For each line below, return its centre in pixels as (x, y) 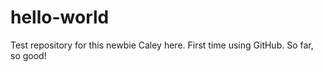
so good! (28, 55)
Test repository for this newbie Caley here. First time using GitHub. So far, (162, 45)
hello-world (60, 17)
